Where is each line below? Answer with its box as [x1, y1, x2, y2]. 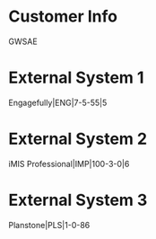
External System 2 [8, 128, 148, 149]
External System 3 [8, 190, 148, 210]
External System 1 [8, 67, 144, 88]
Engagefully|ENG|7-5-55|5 [8, 97, 108, 108]
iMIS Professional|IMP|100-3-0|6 [8, 158, 130, 169]
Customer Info [8, 6, 118, 27]
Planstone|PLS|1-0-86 [8, 219, 91, 230]
